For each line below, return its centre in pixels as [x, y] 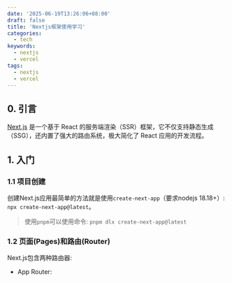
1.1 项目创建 [27, 181]
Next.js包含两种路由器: [39, 258]
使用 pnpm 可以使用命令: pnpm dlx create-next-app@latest [106, 222]
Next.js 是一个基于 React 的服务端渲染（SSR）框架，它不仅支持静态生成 [111, 127]
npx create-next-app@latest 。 [51, 206]
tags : [15, 66]
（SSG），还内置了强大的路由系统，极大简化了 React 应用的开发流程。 [108, 136]
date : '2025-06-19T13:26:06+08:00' [59, 14]
